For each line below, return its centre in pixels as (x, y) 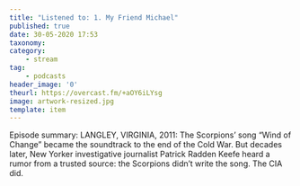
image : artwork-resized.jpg (62, 101)
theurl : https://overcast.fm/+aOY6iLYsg (86, 93)
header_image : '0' (44, 84)
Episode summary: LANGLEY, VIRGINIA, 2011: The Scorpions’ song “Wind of (150, 135)
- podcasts (46, 76)
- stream (42, 59)
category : (28, 51)
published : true (40, 26)
